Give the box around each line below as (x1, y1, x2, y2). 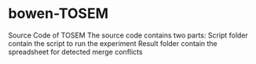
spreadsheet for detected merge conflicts (8, 47, 143, 56)
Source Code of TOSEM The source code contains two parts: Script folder (8, 30, 249, 40)
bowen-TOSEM (8, 5, 108, 23)
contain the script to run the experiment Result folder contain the (8, 38, 218, 48)
